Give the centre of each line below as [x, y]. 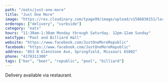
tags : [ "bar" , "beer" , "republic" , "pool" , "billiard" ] [64, 61]
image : [12, 19]
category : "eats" [23, 28]
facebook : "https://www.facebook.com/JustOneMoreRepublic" [68, 47]
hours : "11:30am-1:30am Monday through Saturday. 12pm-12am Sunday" [78, 33]
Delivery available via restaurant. [39, 75]
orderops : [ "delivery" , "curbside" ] [43, 24]
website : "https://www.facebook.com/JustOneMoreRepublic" [67, 42]
